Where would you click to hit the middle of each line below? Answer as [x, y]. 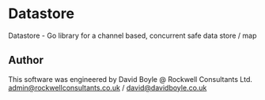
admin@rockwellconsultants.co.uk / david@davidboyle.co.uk [108, 87]
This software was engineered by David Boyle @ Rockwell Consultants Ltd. [131, 79]
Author [26, 60]
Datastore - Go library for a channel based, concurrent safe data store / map [132, 35]
